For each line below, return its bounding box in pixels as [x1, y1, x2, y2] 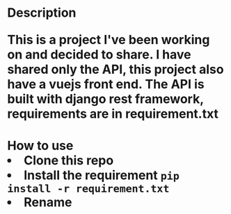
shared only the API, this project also [7, 61, 224, 77]
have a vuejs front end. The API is [7, 77, 205, 92]
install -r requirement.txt [7, 183, 170, 196]
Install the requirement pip [24, 167, 180, 183]
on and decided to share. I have [7, 47, 191, 63]
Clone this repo [24, 153, 114, 169]
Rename [24, 194, 72, 211]
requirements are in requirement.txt [7, 106, 219, 122]
